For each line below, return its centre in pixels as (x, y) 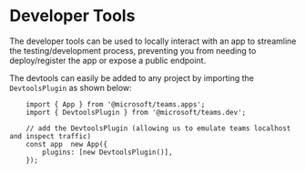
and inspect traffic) (51, 136)
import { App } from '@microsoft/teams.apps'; (116, 104)
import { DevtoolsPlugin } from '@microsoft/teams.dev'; (136, 112)
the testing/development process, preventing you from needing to (133, 50)
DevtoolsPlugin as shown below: (71, 87)
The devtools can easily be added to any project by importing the (132, 77)
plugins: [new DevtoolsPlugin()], (107, 152)
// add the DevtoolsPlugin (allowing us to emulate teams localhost (158, 128)
